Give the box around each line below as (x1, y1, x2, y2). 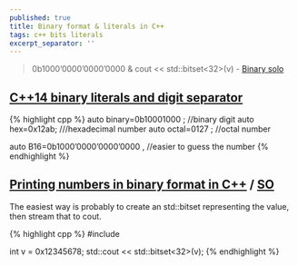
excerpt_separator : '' (9, 38, 95, 48)
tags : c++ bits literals (9, 30, 104, 39)
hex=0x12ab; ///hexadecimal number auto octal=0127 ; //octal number (9, 123, 271, 134)
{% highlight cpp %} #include (9, 228, 121, 239)
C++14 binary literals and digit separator (9, 90, 243, 105)
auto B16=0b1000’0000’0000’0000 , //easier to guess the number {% (9, 142, 270, 153)
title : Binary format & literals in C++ (9, 22, 165, 31)
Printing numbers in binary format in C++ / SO (9, 177, 274, 192)
